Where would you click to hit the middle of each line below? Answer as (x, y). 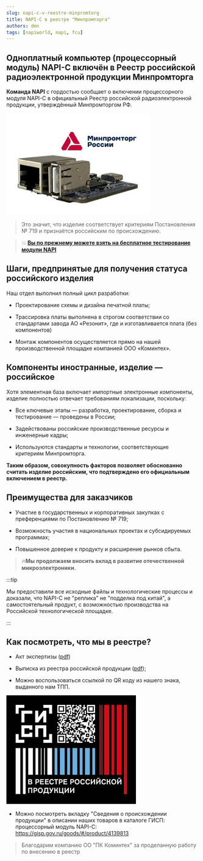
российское (30, 377)
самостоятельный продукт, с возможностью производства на (87, 604)
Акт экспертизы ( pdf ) (43, 657)
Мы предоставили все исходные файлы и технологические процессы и (100, 591)
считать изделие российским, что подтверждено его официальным (98, 472)
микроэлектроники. (48, 568)
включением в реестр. (37, 478)
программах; (32, 537)
